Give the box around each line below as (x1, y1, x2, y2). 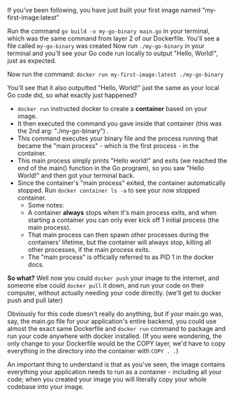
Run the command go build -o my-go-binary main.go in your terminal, (7, 27, 210, 35)
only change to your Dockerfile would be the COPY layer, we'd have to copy (7, 339, 226, 348)
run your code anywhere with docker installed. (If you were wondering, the (7, 332, 222, 340)
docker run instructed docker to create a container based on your (17, 105, 207, 112)
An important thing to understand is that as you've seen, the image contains (7, 360, 226, 369)
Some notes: (27, 201, 65, 209)
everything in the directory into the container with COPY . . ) (7, 347, 179, 355)
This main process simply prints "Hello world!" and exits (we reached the (17, 156, 228, 165)
